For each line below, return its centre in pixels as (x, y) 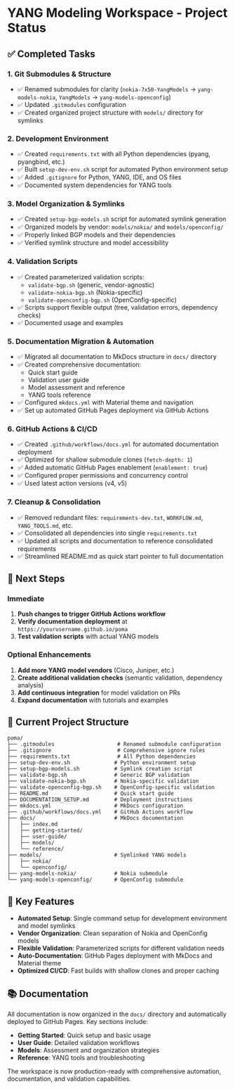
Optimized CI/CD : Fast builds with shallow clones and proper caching (118, 971)
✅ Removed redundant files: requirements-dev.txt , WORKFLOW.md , (110, 517)
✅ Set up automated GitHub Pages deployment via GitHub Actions (113, 410)
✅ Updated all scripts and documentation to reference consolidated (115, 540)
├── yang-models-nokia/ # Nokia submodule (88, 874)
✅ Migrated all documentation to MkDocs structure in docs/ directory (117, 357)
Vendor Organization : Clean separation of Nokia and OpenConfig (113, 933)
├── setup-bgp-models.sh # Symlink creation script (100, 769)
